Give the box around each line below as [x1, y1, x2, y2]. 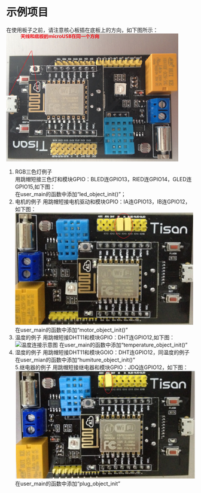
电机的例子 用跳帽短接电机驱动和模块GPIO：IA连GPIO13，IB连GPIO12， [14, 198, 191, 205]
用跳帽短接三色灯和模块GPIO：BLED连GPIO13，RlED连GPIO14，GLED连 [14, 175, 192, 182]
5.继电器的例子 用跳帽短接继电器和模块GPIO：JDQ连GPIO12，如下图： [14, 363, 188, 371]
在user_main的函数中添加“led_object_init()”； [14, 190, 127, 197]
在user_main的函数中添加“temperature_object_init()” [59, 341, 188, 348]
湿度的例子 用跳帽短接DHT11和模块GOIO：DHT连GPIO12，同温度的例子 [14, 348, 190, 356]
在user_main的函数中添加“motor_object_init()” [14, 326, 128, 333]
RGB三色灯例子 [14, 168, 53, 175]
